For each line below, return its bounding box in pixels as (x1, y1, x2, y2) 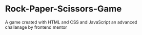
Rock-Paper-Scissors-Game (5, 3, 122, 14)
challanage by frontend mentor (5, 24, 67, 30)
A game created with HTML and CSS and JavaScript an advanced (5, 19, 138, 25)
